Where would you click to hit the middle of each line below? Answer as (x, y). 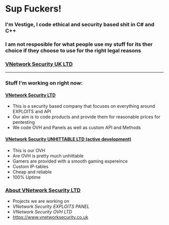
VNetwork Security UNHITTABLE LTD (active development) (68, 139)
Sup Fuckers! (33, 9)
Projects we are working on (41, 201)
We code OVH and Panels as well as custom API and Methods (77, 128)
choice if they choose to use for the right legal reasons (73, 51)
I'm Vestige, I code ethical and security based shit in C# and (80, 25)
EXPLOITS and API (32, 112)
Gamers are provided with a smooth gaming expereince (70, 161)
